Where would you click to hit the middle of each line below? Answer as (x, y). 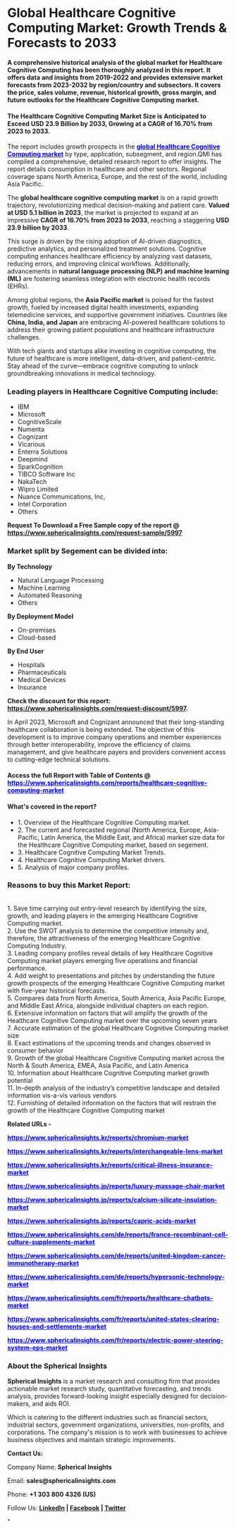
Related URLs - (29, 1124)
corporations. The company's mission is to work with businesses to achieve (117, 1432)
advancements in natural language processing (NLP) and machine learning (118, 271)
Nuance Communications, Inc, (61, 497)
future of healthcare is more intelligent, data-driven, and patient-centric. (112, 359)
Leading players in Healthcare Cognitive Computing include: (113, 392)
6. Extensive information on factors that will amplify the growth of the (107, 1013)
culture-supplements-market (51, 1242)
